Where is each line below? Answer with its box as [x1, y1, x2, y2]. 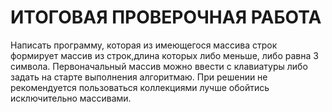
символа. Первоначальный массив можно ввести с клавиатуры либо [10, 60, 308, 72]
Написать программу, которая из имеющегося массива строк [10, 39, 278, 51]
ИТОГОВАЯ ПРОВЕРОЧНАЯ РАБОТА [10, 6, 322, 29]
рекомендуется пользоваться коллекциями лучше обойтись [10, 81, 270, 93]
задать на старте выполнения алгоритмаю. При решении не [10, 71, 268, 83]
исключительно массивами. [10, 92, 132, 104]
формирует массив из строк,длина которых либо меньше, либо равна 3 [10, 49, 319, 61]
